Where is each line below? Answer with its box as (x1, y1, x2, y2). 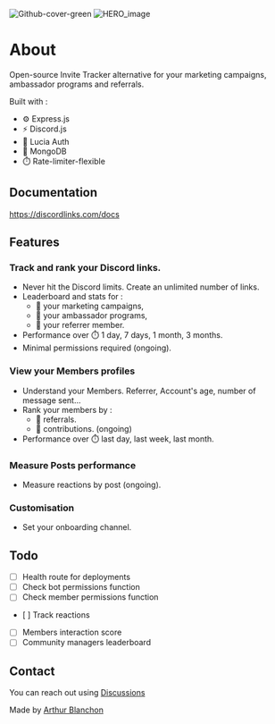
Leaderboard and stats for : (21, 291, 123, 302)
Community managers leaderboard (21, 637, 152, 648)
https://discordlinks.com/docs (9, 208, 121, 219)
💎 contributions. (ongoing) (35, 423, 132, 434)
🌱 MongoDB (21, 146, 67, 156)
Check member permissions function (21, 592, 159, 602)
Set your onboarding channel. (21, 522, 132, 533)
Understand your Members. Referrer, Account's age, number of (21, 385, 256, 396)
